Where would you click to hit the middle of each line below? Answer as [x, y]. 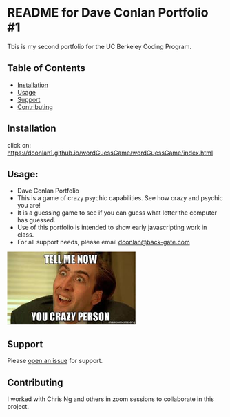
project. [18, 406]
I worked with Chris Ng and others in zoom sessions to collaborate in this [111, 399]
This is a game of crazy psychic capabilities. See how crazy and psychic [120, 198]
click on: [19, 145]
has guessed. [36, 220]
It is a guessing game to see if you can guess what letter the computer [117, 213]
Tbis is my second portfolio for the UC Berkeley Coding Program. [99, 46]
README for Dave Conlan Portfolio [108, 13]
